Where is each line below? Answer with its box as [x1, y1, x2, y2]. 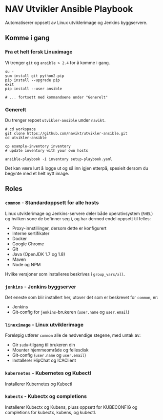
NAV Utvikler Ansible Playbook [5, 3, 133, 15]
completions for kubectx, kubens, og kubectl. [5, 409, 96, 415]
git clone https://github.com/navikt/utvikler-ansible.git [5, 131, 128, 136]
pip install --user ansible [5, 86, 62, 91]
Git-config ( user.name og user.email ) [12, 352, 86, 358]
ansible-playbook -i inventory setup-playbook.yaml [5, 157, 112, 162]
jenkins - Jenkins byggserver [5, 283, 77, 290]
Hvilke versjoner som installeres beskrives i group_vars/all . [5, 271, 125, 277]
